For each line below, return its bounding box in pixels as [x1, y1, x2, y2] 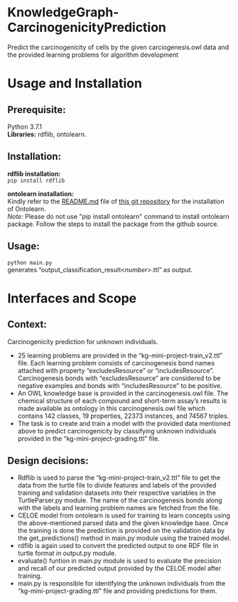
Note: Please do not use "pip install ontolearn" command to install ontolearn [7, 212, 229, 220]
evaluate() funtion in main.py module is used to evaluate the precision [17, 557, 222, 565]
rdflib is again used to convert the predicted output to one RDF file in [17, 542, 219, 550]
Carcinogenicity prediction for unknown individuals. [7, 337, 158, 345]
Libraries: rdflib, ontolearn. [7, 129, 87, 139]
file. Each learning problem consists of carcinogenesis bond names [17, 358, 215, 367]
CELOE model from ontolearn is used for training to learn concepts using [17, 511, 231, 520]
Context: [7, 318, 48, 330]
